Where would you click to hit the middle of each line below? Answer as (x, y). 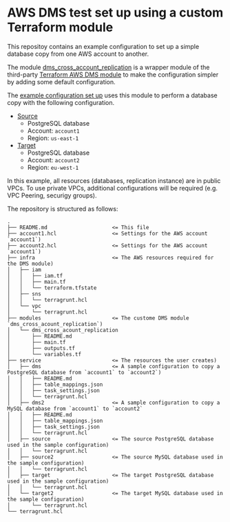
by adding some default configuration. (61, 81)
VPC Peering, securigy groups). (52, 195)
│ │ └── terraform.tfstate (52, 288)
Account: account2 (54, 159)
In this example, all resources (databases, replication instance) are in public (114, 180)
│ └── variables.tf (44, 354)
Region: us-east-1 (53, 138)
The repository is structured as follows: (63, 209)
